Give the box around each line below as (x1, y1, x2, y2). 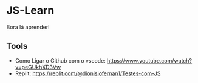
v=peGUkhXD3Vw (15, 63, 61, 70)
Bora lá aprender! (6, 23, 50, 31)
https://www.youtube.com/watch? (107, 57, 193, 64)
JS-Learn (6, 4, 55, 17)
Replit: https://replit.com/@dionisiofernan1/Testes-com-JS (15, 70, 161, 77)
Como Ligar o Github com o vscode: (15, 57, 106, 64)
